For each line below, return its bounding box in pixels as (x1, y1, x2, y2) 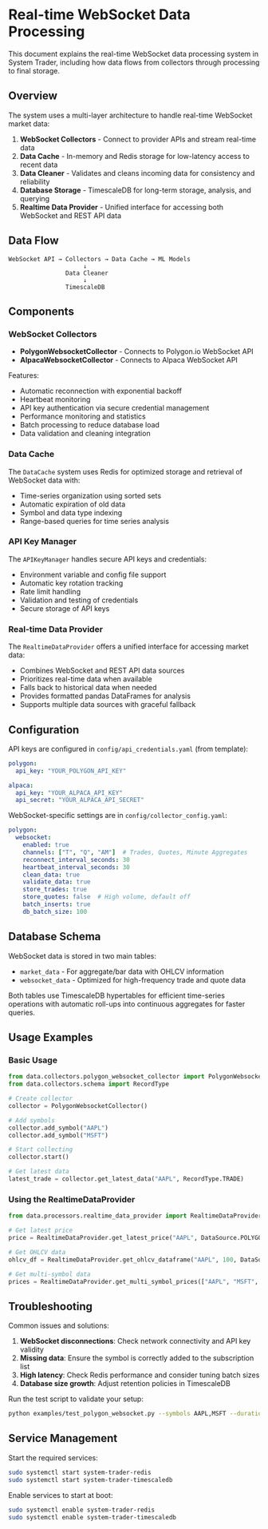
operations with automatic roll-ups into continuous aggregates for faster (8, 999, 246, 1008)
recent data (19, 160, 58, 169)
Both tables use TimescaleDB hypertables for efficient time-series (8, 991, 226, 1000)
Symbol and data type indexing (19, 507, 123, 517)
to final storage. (8, 66, 60, 75)
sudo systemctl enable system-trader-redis (8, 1506, 156, 1514)
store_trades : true (22, 885, 88, 894)
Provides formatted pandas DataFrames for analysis (19, 691, 191, 701)
